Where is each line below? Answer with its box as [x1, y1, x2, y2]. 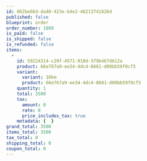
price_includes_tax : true [21, 113, 86, 119]
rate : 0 [21, 107, 41, 113]
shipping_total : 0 [6, 140, 51, 146]
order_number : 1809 [6, 25, 54, 31]
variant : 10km [21, 74, 57, 80]
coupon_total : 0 [6, 146, 46, 152]
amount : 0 [21, 101, 46, 108]
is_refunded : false [6, 42, 54, 48]
